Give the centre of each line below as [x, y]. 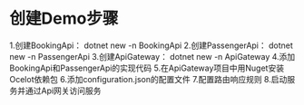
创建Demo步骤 [64, 19]
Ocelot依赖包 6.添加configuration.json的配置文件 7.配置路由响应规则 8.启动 [148, 79]
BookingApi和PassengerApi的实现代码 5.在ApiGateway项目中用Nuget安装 [147, 68]
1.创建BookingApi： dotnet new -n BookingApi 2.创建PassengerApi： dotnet [151, 45]
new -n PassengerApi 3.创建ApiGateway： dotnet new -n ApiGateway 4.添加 [152, 56]
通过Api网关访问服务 [63, 91]
